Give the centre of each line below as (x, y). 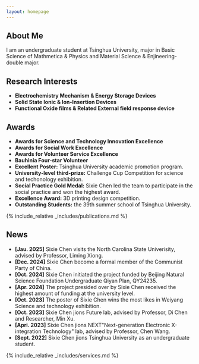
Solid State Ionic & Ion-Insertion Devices (66, 102)
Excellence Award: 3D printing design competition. (78, 198)
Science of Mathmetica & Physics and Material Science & (76, 57)
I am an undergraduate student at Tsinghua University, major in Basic (91, 50)
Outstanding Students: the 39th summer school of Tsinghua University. (103, 205)
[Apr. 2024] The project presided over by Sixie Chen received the (95, 287)
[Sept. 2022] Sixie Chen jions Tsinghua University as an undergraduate (102, 337)
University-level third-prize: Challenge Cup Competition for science (99, 173)
